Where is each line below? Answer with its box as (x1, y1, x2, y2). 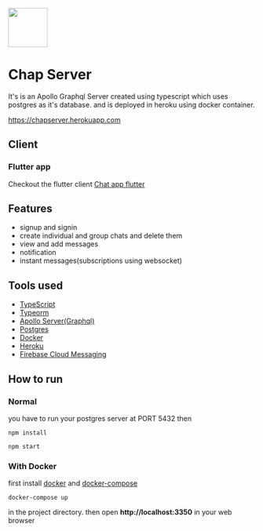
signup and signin (19, 223, 78, 232)
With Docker (8, 460, 57, 471)
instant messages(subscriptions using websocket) (19, 256, 183, 266)
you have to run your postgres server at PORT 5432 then (8, 413, 192, 423)
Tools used (8, 278, 64, 292)
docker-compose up (8, 494, 68, 502)
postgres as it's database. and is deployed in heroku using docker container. (8, 100, 255, 109)
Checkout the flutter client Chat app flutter (8, 179, 145, 188)
